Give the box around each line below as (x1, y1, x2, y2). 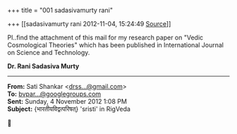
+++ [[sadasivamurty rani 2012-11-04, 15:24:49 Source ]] (7, 20, 171, 28)
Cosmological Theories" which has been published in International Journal (7, 41, 224, 49)
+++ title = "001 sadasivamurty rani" (7, 6, 113, 14)
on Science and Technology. (7, 49, 90, 56)
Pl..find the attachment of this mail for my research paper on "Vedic (7, 33, 204, 42)
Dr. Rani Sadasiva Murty (7, 62, 80, 70)
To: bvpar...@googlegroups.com (7, 90, 102, 98)
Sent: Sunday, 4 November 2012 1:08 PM (7, 97, 127, 105)
